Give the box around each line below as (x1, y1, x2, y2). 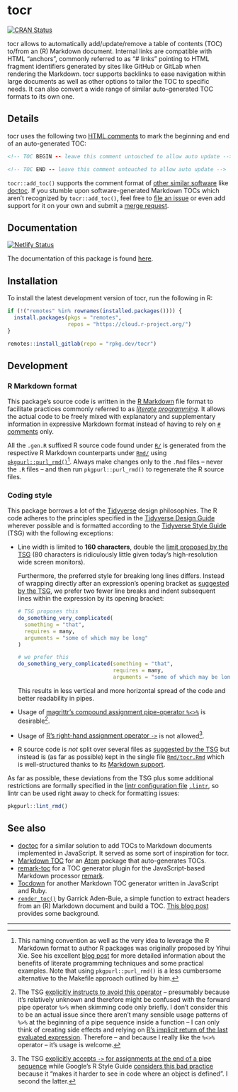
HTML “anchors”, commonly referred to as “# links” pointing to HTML (7, 54, 210, 62)
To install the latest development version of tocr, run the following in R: (7, 294, 213, 302)
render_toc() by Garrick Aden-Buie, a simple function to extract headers (17, 894, 230, 902)
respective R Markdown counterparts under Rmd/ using (7, 449, 167, 457)
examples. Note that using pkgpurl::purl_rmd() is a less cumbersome (17, 966, 222, 975)
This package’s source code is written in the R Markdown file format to (7, 397, 214, 406)
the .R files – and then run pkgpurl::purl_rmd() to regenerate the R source (7, 464, 225, 474)
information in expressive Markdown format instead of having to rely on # (7, 420, 221, 428)
